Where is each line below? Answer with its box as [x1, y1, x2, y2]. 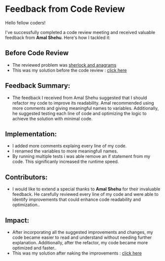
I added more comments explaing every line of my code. [12, 143, 127, 149]
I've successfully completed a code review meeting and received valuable [5, 29, 155, 35]
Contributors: [5, 173, 48, 181]
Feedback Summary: [5, 81, 70, 90]
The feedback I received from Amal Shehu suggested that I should [12, 95, 147, 101]
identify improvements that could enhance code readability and [12, 196, 141, 203]
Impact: [5, 216, 30, 224]
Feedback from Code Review [5, 3, 125, 15]
